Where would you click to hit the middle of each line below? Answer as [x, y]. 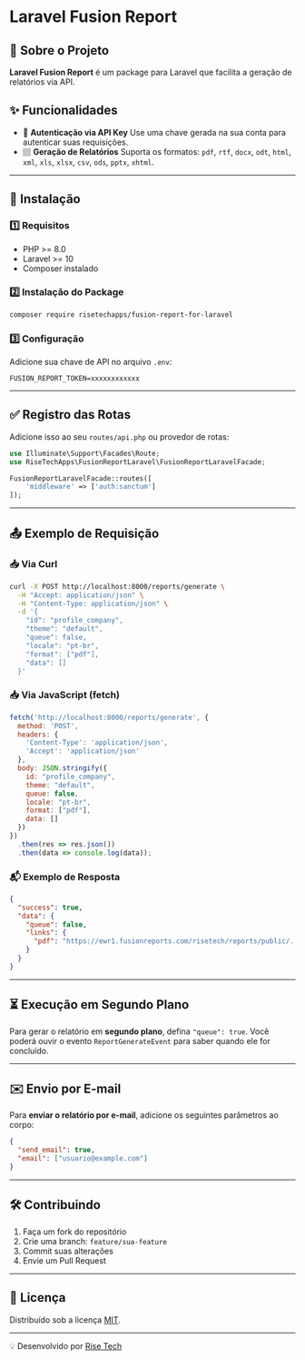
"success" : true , [50, 908]
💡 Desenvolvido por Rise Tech [66, 1345]
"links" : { [46, 933]
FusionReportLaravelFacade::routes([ [81, 478]
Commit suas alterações [68, 1251]
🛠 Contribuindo [55, 1205]
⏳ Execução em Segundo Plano [99, 1005]
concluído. [29, 1050]
